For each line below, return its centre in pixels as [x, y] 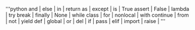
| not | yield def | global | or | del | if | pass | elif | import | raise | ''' [85, 21]
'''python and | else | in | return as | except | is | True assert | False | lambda [97, 9]
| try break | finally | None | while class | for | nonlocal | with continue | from [97, 15]
